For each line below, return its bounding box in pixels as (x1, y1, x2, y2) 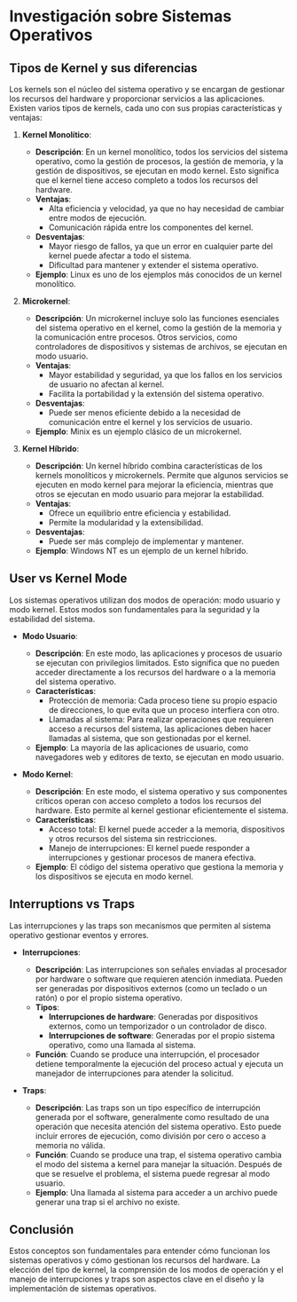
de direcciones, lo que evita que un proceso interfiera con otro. (48, 704, 279, 715)
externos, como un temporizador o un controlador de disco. (48, 1021, 268, 1031)
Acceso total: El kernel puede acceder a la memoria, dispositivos (48, 824, 285, 834)
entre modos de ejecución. (48, 213, 147, 223)
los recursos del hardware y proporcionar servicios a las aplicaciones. (9, 93, 265, 104)
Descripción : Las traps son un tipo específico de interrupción (35, 1102, 262, 1113)
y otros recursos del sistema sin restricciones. (48, 832, 217, 844)
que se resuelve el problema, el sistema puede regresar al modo (35, 1168, 270, 1179)
